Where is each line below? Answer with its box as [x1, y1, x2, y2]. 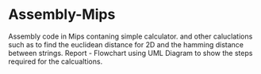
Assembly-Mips [8, 6, 116, 24]
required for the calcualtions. [8, 57, 103, 66]
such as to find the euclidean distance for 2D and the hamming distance [8, 39, 244, 49]
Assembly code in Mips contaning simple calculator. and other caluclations [8, 31, 253, 41]
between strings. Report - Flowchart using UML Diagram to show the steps [8, 48, 253, 57]
